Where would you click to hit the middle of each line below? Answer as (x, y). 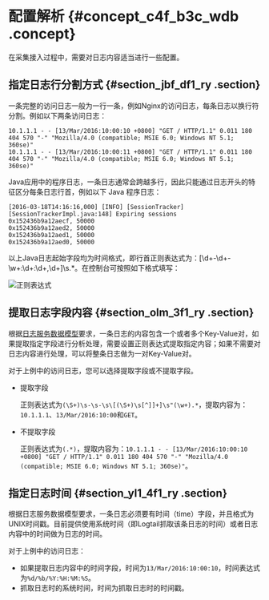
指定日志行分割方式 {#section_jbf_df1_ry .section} (134, 85)
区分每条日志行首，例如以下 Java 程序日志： (88, 191)
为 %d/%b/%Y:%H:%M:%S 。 (58, 578)
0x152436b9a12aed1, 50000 (51, 235)
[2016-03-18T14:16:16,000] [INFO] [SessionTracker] (96, 207)
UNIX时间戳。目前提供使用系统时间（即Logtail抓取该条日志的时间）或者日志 (133, 524)
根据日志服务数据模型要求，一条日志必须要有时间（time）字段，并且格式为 (131, 514)
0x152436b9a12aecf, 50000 (51, 221)
